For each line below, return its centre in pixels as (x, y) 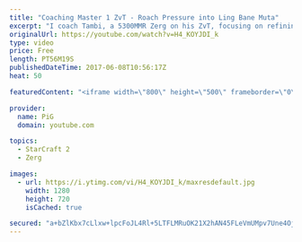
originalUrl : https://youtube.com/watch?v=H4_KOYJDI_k (114, 34)
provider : (28, 108)
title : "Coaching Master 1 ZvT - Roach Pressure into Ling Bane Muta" (144, 17)
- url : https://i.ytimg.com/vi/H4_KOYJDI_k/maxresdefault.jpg (136, 182)
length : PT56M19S (42, 59)
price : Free (31, 51)
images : (24, 174)
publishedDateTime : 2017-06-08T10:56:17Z (88, 68)
